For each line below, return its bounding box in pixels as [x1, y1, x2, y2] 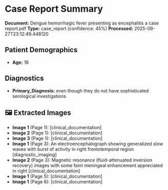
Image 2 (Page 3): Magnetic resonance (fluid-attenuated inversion [12, 157, 152, 163]
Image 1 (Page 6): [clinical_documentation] [12, 179, 103, 185]
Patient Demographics [5, 45, 78, 54]
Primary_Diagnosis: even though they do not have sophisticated [12, 87, 149, 93]
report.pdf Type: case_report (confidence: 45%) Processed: [5, 25, 134, 31]
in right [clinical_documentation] [12, 168, 80, 174]
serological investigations [12, 93, 66, 99]
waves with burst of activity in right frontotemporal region [12, 146, 134, 152]
